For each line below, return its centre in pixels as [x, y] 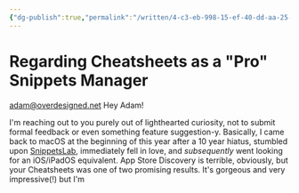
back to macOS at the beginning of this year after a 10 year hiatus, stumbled [149, 141]
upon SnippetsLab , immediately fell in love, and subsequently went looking [146, 150]
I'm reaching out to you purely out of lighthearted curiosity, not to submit [142, 122]
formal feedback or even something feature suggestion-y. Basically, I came [147, 132]
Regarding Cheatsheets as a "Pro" [139, 61]
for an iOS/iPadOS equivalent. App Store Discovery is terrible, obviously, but [149, 160]
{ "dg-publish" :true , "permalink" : [71, 17]
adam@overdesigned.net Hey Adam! [77, 105]
